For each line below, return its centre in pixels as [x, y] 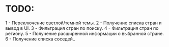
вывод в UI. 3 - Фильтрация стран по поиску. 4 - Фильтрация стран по [82, 28]
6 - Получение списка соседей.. [40, 39]
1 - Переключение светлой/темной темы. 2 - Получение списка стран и [83, 23]
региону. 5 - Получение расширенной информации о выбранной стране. [85, 33]
